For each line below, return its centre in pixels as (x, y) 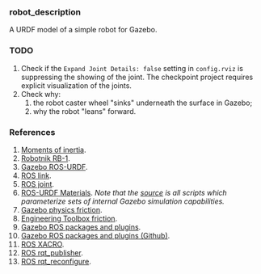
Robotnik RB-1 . (46, 158)
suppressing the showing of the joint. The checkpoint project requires (137, 77)
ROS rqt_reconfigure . (56, 261)
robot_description (45, 12)
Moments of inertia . (54, 150)
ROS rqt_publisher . (52, 252)
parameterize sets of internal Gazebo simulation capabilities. (122, 201)
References (32, 132)
